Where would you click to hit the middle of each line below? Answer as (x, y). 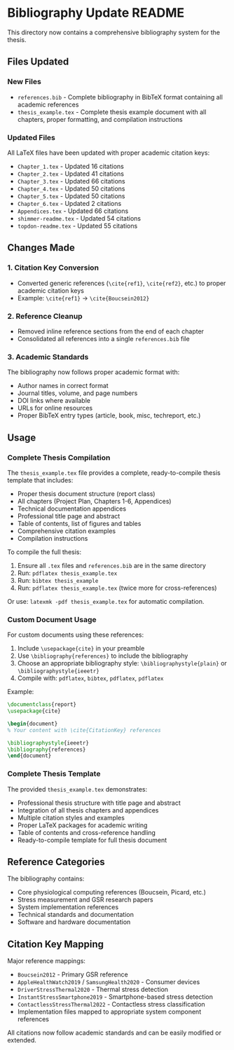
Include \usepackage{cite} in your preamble (81, 649)
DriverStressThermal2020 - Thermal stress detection (93, 990)
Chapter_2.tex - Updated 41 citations (71, 174)
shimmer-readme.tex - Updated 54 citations (79, 218)
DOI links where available (54, 401)
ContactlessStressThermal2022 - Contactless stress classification (111, 1004)
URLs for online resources (55, 408)
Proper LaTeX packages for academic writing (82, 825)
